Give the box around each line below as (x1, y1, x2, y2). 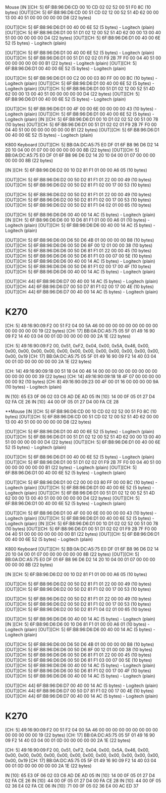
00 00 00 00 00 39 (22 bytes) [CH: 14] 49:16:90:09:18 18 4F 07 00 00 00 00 (5, 373, 161, 379)
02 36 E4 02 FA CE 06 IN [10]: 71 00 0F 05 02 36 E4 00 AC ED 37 (5, 783, 139, 789)
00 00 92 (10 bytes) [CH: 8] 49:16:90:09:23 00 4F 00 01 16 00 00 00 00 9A (5, 379, 159, 385)
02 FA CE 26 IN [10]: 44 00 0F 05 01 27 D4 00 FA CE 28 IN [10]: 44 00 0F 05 (5, 778, 161, 784)
